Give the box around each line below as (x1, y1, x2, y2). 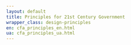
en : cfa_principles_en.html (6, 25, 76, 31)
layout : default (6, 8, 46, 15)
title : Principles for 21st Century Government (6, 14, 126, 20)
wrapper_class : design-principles (6, 19, 91, 25)
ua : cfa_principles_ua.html (6, 30, 76, 36)
